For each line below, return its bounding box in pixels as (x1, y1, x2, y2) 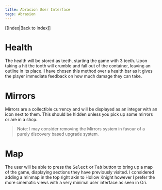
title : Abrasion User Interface (5, 7, 70, 12)
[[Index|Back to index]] (5, 25, 51, 31)
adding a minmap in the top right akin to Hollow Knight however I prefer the (5, 174, 155, 180)
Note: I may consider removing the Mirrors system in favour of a (16, 126, 145, 132)
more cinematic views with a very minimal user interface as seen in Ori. (5, 180, 147, 186)
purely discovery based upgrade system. (16, 131, 99, 137)
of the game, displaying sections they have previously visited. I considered (5, 169, 154, 175)
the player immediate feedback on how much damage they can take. (5, 73, 142, 79)
